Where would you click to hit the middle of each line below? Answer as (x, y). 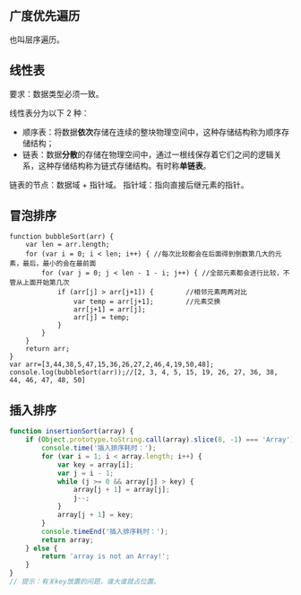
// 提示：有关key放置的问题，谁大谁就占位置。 (85, 582)
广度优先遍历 (45, 16)
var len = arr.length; (68, 245)
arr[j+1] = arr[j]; (109, 310)
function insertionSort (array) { (72, 432)
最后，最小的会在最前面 (59, 264)
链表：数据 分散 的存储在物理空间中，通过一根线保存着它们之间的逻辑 (148, 154)
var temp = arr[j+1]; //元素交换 (147, 302)
